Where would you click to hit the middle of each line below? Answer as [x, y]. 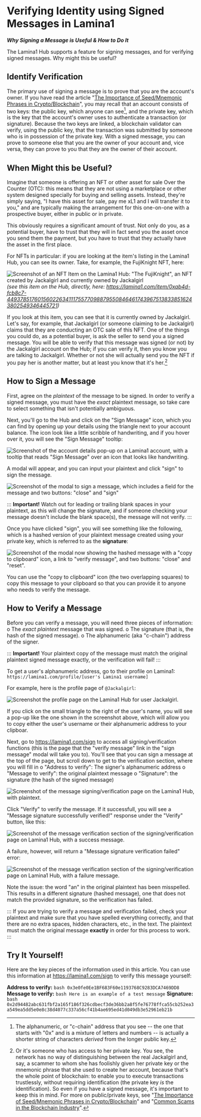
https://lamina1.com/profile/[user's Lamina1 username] [78, 677]
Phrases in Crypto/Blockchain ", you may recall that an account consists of [98, 104]
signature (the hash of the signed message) [60, 779]
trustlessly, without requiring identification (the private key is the [94, 1082]
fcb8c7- [17, 293]
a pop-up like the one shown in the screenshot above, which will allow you [98, 717]
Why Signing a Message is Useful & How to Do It [68, 40]
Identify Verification [45, 77]
